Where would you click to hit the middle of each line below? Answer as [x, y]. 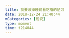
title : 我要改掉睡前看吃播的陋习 [35, 10]
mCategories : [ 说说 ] [25, 19]
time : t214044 [20, 28]
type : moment [18, 23]
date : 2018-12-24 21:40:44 [33, 14]
